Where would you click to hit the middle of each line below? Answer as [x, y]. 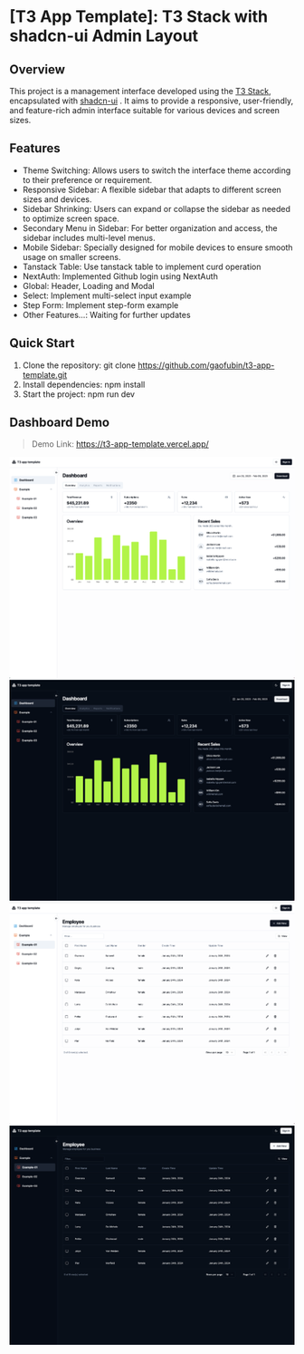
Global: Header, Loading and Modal [89, 285]
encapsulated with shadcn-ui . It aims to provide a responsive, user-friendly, [152, 101]
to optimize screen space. [71, 218]
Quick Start [42, 343]
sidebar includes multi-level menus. [89, 237]
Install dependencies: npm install [84, 384]
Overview [38, 69]
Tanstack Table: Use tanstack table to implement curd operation [142, 266]
